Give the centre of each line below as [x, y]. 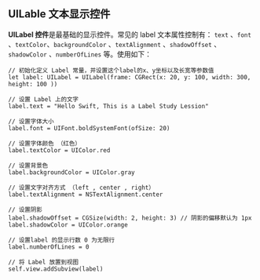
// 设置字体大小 [31, 121]
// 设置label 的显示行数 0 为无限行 [62, 240]
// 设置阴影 [26, 209]
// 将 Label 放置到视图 [43, 262]
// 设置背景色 [28, 165]
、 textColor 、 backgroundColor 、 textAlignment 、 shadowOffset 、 [115, 44]
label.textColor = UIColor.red [59, 150]
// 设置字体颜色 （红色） [44, 144]
